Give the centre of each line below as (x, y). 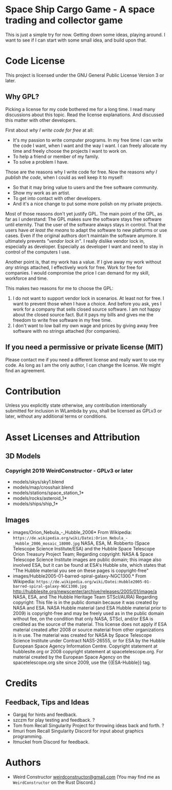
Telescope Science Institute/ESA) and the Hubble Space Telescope (84, 549)
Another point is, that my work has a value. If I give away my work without (83, 262)
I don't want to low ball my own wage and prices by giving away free (85, 326)
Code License (35, 61)
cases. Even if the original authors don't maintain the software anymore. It (83, 236)
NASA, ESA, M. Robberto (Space (115, 543)
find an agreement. (25, 370)
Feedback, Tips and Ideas (47, 702)
